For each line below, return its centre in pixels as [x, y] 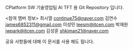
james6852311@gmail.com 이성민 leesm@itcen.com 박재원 [67, 24]
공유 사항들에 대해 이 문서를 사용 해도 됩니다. [50, 41]
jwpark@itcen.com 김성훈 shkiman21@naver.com [57, 31]
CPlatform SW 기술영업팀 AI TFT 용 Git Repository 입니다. [65, 7]
